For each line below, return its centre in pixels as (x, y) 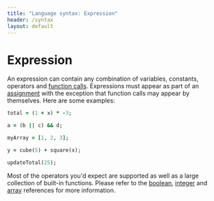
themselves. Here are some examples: (61, 100)
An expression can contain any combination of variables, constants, (103, 79)
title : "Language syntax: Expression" (62, 13)
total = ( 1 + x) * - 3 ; (39, 113)
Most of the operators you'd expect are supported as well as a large (103, 176)
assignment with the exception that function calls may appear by (98, 94)
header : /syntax (30, 20)
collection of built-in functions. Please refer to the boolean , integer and (107, 183)
